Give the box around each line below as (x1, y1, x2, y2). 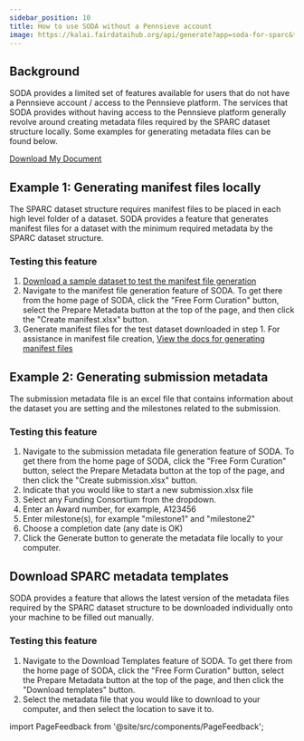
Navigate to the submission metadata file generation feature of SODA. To (22, 446, 295, 457)
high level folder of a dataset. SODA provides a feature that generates (9, 214, 269, 224)
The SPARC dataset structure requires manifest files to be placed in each (9, 204, 281, 214)
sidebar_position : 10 (9, 13, 91, 23)
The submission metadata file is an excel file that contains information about (9, 393, 294, 404)
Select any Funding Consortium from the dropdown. (22, 495, 217, 505)
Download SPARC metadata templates (9, 568, 229, 584)
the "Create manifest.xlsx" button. (22, 314, 150, 325)
